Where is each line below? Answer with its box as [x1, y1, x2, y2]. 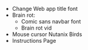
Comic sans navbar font [21, 18, 81, 25]
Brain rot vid [21, 24, 52, 31]
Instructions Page [12, 37, 56, 44]
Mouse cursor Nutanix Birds [12, 31, 83, 38]
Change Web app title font [12, 5, 78, 12]
